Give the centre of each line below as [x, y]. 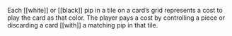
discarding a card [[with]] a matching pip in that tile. [83, 25]
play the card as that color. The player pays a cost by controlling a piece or [116, 18]
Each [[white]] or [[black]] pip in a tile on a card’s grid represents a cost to [115, 10]
